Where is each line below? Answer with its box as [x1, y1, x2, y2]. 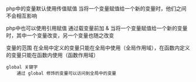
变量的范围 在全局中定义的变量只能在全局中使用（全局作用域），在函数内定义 [6, 44, 190, 51]
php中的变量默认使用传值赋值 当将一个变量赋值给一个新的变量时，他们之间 [6, 5, 187, 12]
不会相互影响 [6, 12, 37, 19]
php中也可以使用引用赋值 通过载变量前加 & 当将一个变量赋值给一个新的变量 [6, 25, 188, 31]
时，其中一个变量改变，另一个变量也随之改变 [6, 32, 114, 39]
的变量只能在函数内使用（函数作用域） [6, 52, 99, 58]
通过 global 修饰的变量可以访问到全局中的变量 [16, 70, 116, 76]
